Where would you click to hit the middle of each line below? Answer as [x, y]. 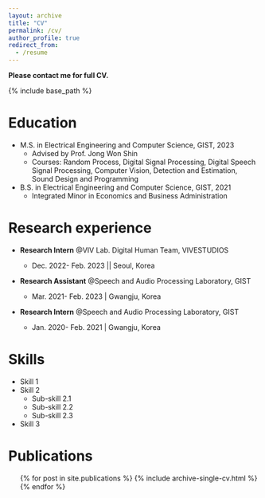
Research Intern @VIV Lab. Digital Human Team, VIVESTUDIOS [124, 250]
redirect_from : [33, 45]
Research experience [80, 228]
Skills [27, 360]
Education [43, 123]
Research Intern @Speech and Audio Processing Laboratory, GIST [129, 312]
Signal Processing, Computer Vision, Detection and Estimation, [134, 170]
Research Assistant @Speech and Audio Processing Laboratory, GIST [135, 280]
